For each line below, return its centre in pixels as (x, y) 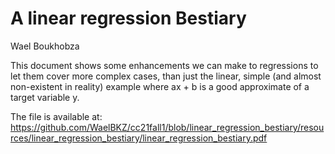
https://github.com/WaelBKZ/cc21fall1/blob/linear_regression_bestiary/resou (167, 127)
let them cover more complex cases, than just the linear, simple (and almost (166, 76)
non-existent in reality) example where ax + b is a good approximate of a (160, 86)
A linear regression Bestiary (128, 18)
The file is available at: (56, 116)
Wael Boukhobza (45, 46)
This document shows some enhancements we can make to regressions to (164, 65)
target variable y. (45, 97)
